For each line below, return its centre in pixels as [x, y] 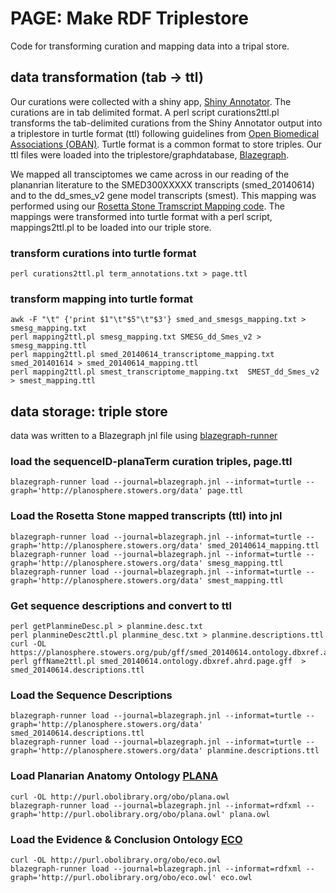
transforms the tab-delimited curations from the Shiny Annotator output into [166, 123]
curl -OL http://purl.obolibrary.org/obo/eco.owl [116, 860]
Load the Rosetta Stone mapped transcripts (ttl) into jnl [146, 516]
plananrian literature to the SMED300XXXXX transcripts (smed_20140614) [162, 184]
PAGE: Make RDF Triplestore [129, 18]
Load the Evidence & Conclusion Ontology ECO [126, 839]
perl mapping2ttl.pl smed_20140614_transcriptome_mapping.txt [142, 355]
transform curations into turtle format [103, 253]
